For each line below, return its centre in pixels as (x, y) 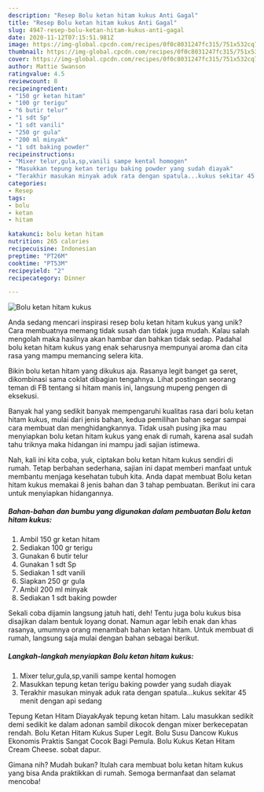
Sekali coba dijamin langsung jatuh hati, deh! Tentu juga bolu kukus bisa (125, 613)
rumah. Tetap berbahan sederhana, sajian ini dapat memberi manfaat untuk (130, 468)
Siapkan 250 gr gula (52, 581)
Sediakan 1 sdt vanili (52, 573)
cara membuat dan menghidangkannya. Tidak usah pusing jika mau (117, 428)
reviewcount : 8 (33, 81)
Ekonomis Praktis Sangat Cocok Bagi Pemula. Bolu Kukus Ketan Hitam (122, 741)
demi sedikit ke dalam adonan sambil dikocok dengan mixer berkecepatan (128, 724)
